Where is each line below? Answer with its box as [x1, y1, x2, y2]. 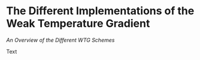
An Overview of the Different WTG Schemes [6, 36, 115, 43]
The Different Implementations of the [6, 4, 195, 18]
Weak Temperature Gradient [6, 17, 150, 30]
